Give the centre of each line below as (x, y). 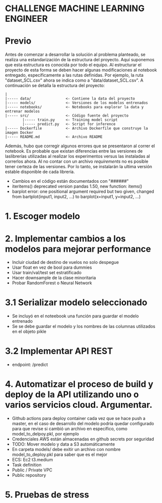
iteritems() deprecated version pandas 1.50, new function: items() (77, 186)
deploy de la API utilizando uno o (72, 395)
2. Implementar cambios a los (66, 238)
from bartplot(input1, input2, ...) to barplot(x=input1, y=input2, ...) (76, 197)
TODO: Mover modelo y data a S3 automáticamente (63, 444)
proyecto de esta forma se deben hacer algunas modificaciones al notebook (81, 70)
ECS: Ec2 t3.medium (32, 460)
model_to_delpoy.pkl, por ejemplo (45, 434)
